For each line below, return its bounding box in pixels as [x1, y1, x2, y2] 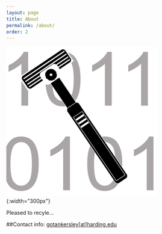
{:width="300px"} [6, 197, 51, 205]
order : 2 [6, 29, 28, 35]
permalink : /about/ [6, 22, 55, 28]
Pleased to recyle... [6, 209, 54, 217]
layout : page [6, 10, 39, 16]
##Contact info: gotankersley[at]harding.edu [6, 221, 117, 228]
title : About [6, 16, 39, 22]
